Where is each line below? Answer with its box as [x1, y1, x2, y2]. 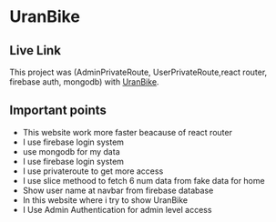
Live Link [9, 43, 62, 58]
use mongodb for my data [22, 146, 120, 156]
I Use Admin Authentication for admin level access [22, 204, 212, 215]
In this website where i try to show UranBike [22, 194, 189, 206]
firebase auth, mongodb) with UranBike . [9, 76, 159, 87]
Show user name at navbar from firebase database [22, 185, 214, 196]
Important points [9, 103, 107, 118]
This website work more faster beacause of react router [22, 126, 232, 137]
